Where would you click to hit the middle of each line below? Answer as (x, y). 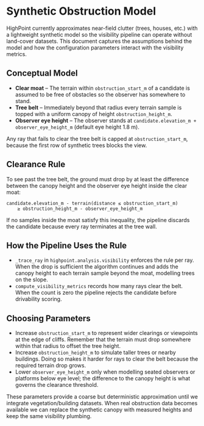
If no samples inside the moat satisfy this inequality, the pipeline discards (98, 220)
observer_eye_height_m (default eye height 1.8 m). (77, 127)
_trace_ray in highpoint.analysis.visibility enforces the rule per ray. (104, 260)
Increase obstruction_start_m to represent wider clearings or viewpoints (106, 333)
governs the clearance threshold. (57, 385)
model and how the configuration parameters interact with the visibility (95, 48)
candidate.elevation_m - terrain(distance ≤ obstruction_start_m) (92, 203)
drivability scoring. (38, 299)
